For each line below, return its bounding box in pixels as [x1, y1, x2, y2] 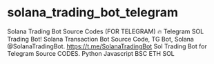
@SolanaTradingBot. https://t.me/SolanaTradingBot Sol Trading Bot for [7, 42, 207, 50]
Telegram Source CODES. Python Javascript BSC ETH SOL [7, 49, 175, 57]
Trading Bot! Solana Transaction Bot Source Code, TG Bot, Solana [7, 35, 195, 43]
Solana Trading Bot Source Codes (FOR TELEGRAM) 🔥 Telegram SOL [7, 27, 204, 35]
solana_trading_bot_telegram [7, 5, 178, 20]
